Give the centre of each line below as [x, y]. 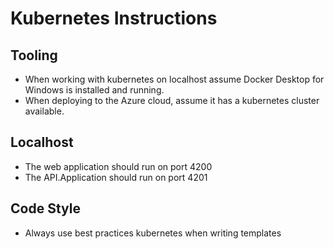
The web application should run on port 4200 [118, 166]
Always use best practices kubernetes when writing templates [153, 233]
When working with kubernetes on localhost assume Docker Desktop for [174, 79]
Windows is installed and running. [94, 90]
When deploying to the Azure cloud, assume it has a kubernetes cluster [172, 100]
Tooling [34, 55]
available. [44, 111]
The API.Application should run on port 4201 [116, 177]
